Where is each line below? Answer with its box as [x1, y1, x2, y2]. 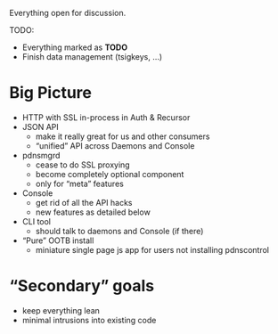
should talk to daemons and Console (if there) [35, 225, 204, 236]
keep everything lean [21, 305, 101, 315]
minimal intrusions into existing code [21, 314, 157, 325]
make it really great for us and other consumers [35, 131, 210, 142]
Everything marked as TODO [21, 42, 128, 53]
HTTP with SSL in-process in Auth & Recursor [21, 111, 191, 123]
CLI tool [21, 216, 52, 226]
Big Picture [9, 83, 92, 103]
